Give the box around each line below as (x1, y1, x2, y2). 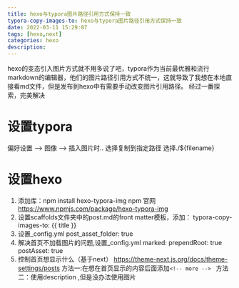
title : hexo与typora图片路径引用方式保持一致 (7, 10, 131, 18)
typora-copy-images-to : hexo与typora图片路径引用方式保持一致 (7, 17, 182, 24)
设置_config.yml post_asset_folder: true (17, 229, 133, 238)
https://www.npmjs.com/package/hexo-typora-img (17, 204, 169, 213)
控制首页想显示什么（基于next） (17, 254, 113, 263)
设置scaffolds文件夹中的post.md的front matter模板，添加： (17, 212, 192, 222)
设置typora (7, 119, 73, 135)
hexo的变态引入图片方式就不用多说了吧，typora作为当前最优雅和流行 (7, 64, 210, 72)
